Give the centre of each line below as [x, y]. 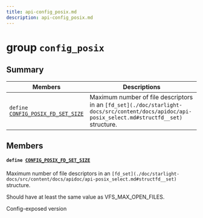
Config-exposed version [37, 209]
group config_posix [55, 48]
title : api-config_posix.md [42, 12]
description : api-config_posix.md [50, 18]
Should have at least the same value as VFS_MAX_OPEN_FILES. [85, 197]
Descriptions [142, 87]
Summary [25, 70]
